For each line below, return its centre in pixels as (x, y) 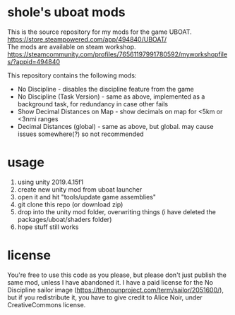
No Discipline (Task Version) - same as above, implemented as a (111, 97)
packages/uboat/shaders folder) (65, 219)
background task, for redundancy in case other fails (93, 104)
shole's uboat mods (66, 12)
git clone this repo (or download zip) (70, 204)
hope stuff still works (48, 227)
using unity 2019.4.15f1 (50, 182)
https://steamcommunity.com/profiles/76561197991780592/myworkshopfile (117, 54)
